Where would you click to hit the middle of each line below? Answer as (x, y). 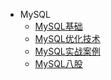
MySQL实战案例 (67, 51)
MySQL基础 (58, 26)
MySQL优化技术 (67, 38)
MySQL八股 (58, 63)
